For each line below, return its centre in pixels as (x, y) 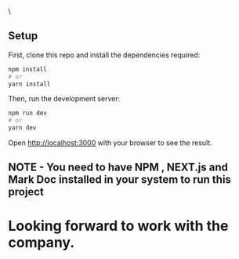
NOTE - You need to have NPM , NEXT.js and (118, 168)
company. (42, 242)
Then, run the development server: (64, 99)
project (26, 192)
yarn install (29, 84)
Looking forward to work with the (118, 226)
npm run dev (27, 113)
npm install (27, 69)
